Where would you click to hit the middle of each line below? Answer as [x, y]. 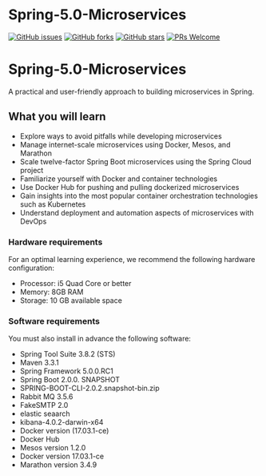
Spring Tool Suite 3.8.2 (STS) [67, 354]
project [32, 170]
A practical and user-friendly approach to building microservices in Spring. [131, 91]
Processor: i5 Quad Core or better [75, 283]
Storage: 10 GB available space [71, 300]
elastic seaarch [45, 413]
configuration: [31, 268]
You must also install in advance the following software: [100, 339]
